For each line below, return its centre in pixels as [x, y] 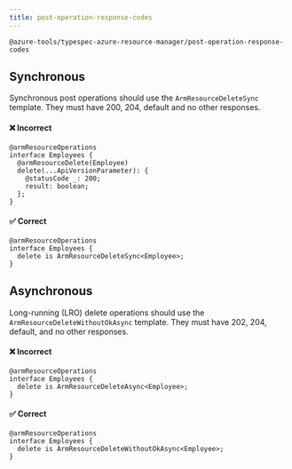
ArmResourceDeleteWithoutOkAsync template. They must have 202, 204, [138, 322]
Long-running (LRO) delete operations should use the [107, 313]
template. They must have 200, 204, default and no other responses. [135, 107]
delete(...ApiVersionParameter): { [83, 171]
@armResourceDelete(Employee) [73, 163]
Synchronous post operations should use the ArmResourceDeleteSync [134, 98]
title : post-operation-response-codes [81, 17]
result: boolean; [57, 186]
